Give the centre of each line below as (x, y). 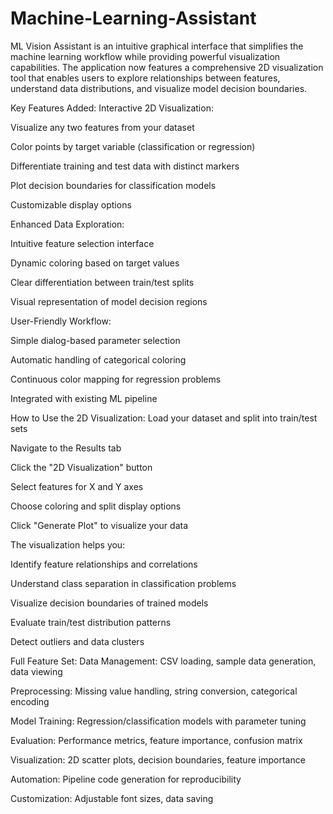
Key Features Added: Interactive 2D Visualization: (112, 108)
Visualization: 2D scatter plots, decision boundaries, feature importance (158, 759)
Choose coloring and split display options (96, 506)
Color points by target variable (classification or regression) (133, 146)
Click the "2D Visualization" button (81, 467)
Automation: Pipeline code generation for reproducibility (126, 779)
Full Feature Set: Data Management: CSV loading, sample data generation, (163, 661)
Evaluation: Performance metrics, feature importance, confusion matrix (156, 740)
